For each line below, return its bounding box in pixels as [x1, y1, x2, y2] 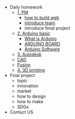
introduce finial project [24, 25, 70, 31]
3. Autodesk [17, 51, 42, 57]
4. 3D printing [17, 67, 45, 73]
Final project [9, 73, 35, 78]
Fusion [17, 62, 31, 68]
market [17, 88, 32, 94]
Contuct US [9, 109, 33, 115]
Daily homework [9, 4, 43, 10]
